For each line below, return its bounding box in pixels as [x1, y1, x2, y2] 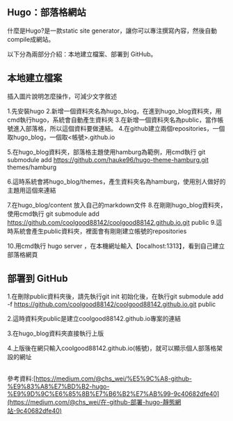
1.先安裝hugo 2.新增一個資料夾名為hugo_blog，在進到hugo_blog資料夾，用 [7, 106, 222, 115]
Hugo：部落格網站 [7, 6, 86, 19]
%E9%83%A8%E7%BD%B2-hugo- [7, 382, 110, 390]
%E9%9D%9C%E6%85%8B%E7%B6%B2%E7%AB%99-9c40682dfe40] [7, 389, 220, 398]
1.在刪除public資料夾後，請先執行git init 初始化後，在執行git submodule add [7, 292, 224, 301]
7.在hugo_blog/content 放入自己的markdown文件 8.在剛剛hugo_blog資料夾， [7, 200, 227, 209]
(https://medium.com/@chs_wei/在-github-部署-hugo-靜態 [7, 397, 175, 406]
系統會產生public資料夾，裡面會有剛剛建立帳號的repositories [13, 227, 187, 235]
